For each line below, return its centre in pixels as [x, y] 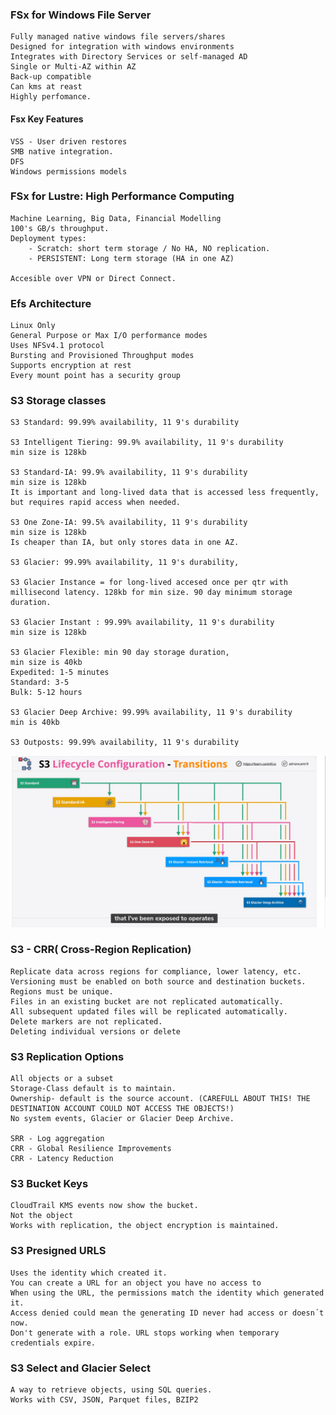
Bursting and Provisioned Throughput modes [102, 356]
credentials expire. [53, 1343]
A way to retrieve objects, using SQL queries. [111, 1390]
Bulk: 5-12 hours [46, 693]
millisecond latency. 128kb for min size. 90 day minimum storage [151, 593]
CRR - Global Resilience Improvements [91, 1149]
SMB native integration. [62, 151]
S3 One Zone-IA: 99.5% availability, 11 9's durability [129, 523]
